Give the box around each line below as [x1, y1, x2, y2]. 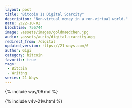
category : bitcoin [5, 52, 43, 58]
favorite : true [5, 57, 36, 62]
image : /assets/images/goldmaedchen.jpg [5, 30, 89, 35]
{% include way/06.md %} [5, 88, 58, 94]
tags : [5, 62, 16, 66]
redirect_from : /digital [5, 39, 56, 44]
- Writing [7, 71, 27, 76]
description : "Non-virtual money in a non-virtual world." [5, 16, 128, 21]
